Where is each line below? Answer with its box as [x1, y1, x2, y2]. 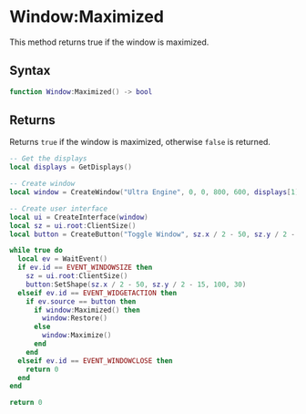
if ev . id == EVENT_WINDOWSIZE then [17, 263, 153, 273]
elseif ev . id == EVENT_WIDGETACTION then [17, 288, 178, 297]
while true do [9, 246, 64, 255]
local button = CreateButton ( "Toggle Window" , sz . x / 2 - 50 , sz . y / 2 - [9, 230, 296, 239]
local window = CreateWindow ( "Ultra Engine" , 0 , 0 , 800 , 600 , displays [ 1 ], [9, 188, 303, 197]
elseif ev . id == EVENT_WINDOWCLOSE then [17, 356, 173, 366]
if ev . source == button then [25, 296, 137, 306]
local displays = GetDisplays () [9, 162, 132, 172]
